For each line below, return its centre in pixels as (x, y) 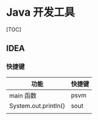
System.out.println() (37, 106)
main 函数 (23, 95)
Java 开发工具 (41, 12)
